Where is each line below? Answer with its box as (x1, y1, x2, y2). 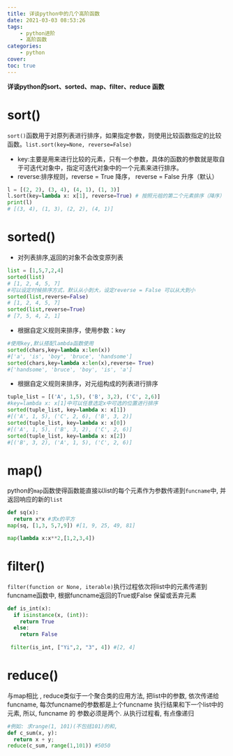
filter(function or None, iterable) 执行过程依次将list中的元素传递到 (7, 582, 208, 590)
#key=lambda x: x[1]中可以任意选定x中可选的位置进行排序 (7, 400, 158, 407)
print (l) (7, 199, 33, 206)
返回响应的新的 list (7, 495, 63, 504)
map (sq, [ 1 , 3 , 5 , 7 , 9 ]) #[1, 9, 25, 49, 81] (7, 522, 136, 530)
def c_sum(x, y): (7, 729, 58, 736)
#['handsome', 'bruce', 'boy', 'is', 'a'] (7, 366, 133, 373)
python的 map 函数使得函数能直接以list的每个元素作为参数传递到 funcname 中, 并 (7, 486, 227, 495)
